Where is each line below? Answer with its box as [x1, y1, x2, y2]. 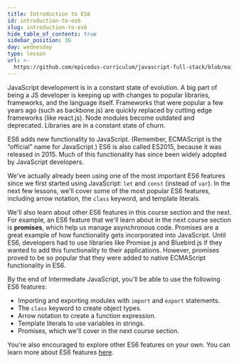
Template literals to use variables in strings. [17, 319, 145, 327]
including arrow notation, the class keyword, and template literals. [7, 194, 201, 203]
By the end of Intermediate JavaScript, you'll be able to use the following [7, 275, 221, 283]
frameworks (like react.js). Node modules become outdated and [7, 113, 195, 122]
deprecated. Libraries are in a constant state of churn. [7, 121, 166, 129]
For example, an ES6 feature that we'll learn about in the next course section [7, 215, 231, 224]
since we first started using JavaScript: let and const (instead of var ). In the [7, 179, 230, 188]
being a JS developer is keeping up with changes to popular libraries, [7, 91, 211, 99]
